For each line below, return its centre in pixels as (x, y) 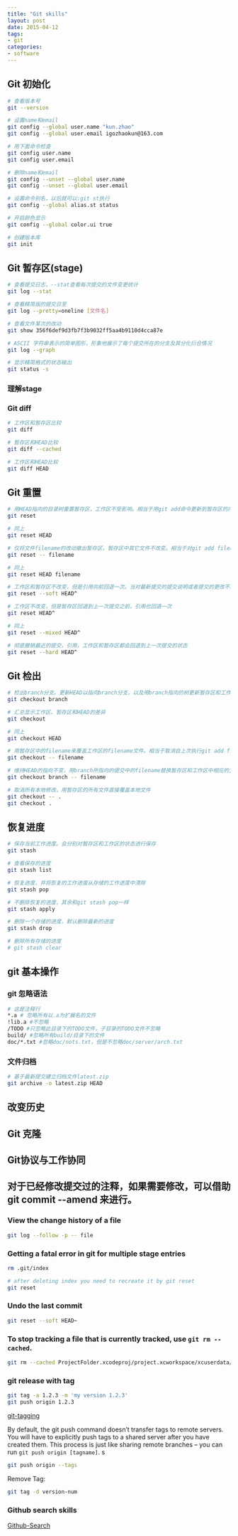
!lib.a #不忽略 (28, 1022)
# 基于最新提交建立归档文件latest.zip (58, 1077)
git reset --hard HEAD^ (42, 652)
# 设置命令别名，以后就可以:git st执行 (58, 199)
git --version (28, 107)
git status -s (28, 369)
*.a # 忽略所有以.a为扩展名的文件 (52, 1015)
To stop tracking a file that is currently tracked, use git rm (109, 1339)
